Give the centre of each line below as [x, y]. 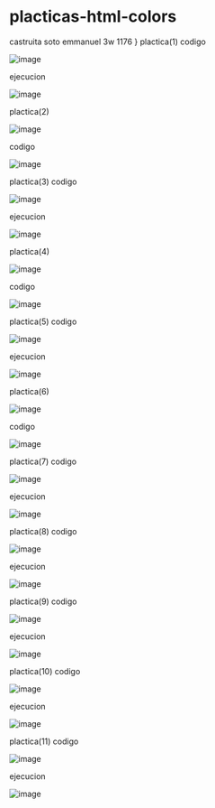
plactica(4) [30, 251]
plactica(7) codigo [43, 461]
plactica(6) [29, 391]
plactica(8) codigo [43, 531]
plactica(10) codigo [45, 671]
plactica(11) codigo [44, 741]
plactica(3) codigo [43, 181]
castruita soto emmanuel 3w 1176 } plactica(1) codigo [108, 42]
